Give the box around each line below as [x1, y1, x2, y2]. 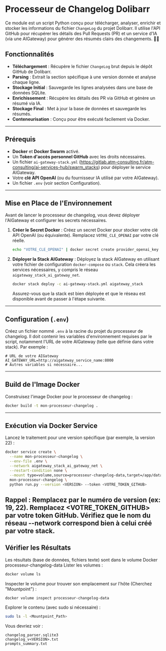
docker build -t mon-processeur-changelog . [5, 403, 98, 408]
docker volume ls [5, 572, 41, 577]
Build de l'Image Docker [5, 380, 80, 389]
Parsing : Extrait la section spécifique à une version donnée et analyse [12, 73, 157, 80]
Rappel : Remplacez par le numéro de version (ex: [5, 496, 161, 504]
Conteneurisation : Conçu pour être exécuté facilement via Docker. [12, 116, 150, 122]
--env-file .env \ [9, 459, 48, 464]
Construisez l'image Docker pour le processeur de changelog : [5, 393, 133, 399]
